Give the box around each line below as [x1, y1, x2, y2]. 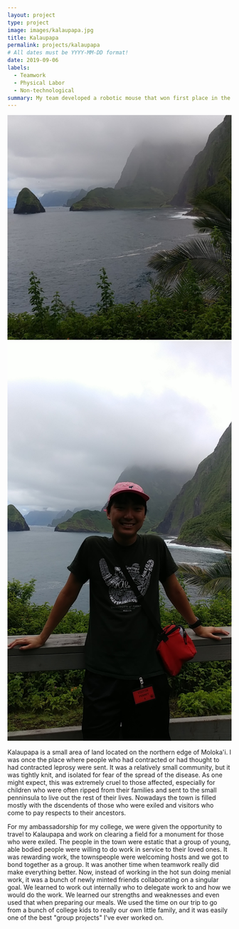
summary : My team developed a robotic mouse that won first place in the [7, 94, 231, 101]
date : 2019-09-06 [7, 57, 59, 64]
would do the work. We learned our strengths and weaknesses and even [7, 890, 220, 899]
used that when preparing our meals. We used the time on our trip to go [7, 898, 218, 907]
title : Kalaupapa [7, 34, 59, 41]
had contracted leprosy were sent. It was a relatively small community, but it [7, 763, 230, 772]
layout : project [7, 11, 55, 19]
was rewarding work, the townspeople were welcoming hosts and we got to [7, 853, 229, 861]
